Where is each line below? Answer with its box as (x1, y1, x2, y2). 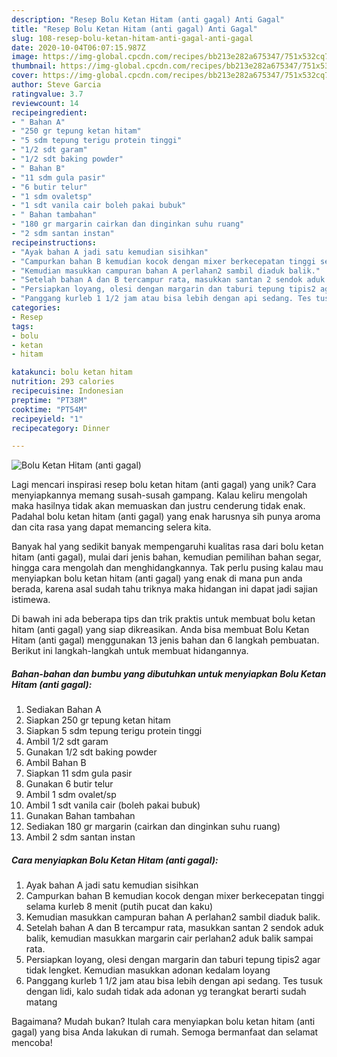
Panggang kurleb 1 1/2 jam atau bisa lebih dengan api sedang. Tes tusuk (25, 975, 323, 987)
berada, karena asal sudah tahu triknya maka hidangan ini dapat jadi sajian (11, 583, 319, 595)
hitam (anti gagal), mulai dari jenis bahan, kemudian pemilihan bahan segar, (11, 551, 322, 563)
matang (25, 996, 58, 1008)
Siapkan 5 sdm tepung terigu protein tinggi (25, 725, 203, 737)
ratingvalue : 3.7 (11, 89, 84, 99)
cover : (11, 71, 39, 81)
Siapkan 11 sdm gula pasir (25, 767, 133, 780)
